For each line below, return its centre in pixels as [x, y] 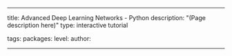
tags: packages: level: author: [49, 38]
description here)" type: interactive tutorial [68, 25]
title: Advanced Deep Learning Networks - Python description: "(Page [106, 18]
